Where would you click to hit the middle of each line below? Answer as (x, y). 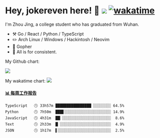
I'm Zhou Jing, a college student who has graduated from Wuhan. (72, 24)
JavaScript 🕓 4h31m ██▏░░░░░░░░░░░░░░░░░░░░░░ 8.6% (65, 118)
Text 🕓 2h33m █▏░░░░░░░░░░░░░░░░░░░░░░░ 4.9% (65, 124)
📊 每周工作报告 (21, 93)
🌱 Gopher (22, 46)
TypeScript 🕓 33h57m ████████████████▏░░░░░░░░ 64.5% (65, 106)
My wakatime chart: (25, 81)
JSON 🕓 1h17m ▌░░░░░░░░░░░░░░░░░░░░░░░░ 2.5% (65, 131)
